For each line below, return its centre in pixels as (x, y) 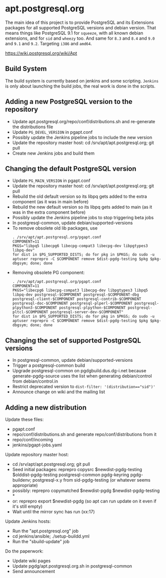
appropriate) (25, 485)
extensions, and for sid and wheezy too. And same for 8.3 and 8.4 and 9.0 (80, 38)
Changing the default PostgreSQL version (71, 169)
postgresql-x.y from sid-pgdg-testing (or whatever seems (91, 480)
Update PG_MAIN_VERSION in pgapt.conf (51, 181)
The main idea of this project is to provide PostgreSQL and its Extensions (80, 22)
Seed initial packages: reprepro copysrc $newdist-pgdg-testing (77, 469)
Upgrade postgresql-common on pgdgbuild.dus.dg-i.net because (79, 371)
